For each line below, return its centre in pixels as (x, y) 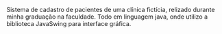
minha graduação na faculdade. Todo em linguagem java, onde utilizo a (107, 17)
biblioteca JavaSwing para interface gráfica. (69, 24)
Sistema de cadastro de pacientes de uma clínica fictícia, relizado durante (111, 10)
